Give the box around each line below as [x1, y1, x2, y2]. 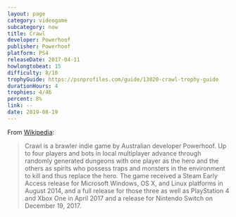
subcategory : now [7, 23, 58, 30]
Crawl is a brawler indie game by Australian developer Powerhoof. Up [24, 142, 227, 150]
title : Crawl [7, 30, 46, 37]
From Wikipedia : [7, 128, 55, 136]
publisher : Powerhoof [7, 43, 71, 50]
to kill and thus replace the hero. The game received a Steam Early [24, 171, 218, 180]
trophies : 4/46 [7, 89, 52, 96]
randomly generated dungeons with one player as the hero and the [24, 156, 219, 165]
